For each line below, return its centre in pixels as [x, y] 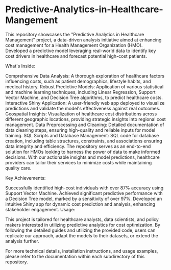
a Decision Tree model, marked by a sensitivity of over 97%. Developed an [84, 199]
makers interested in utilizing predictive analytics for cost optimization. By [83, 225]
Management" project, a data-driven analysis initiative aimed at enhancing [83, 40]
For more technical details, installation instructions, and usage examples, [82, 251]
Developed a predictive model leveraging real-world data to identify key [81, 51]
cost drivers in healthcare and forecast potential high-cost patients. [76, 56]
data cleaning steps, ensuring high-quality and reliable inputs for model [80, 130]
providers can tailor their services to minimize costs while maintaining [79, 162]
